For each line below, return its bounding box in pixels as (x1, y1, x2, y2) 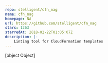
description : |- (5, 35, 38, 40)
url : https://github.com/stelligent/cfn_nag (5, 21, 97, 26)
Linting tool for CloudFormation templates (14, 39, 104, 44)
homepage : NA (5, 16, 32, 21)
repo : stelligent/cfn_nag (5, 7, 57, 12)
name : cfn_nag (5, 12, 34, 17)
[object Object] (5, 52, 36, 58)
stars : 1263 (5, 25, 29, 30)
